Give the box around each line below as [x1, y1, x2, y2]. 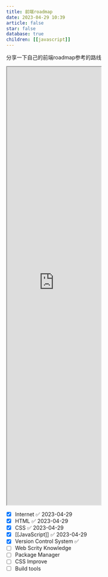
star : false [6, 25, 36, 32]
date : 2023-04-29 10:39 [6, 14, 66, 20]
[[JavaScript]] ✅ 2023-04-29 [14, 531, 88, 538]
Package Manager [14, 551, 60, 558]
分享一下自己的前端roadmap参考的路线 [6, 54, 101, 61]
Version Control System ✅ [14, 537, 79, 545]
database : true [6, 31, 44, 37]
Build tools [14, 564, 41, 572]
